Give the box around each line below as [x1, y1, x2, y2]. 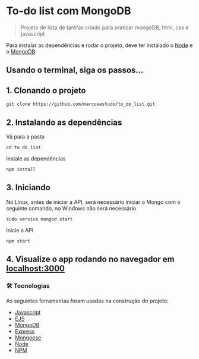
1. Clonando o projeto [6, 85, 86, 96]
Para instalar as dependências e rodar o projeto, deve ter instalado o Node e [6, 42, 193, 49]
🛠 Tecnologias [6, 282, 50, 290]
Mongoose [14, 334, 42, 341]
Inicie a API [6, 226, 34, 234]
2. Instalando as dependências [6, 117, 122, 127]
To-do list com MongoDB [6, 4, 132, 18]
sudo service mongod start [6, 216, 73, 222]
